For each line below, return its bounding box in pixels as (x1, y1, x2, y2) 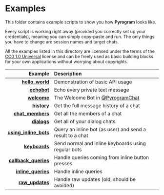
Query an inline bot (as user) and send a (54, 126, 146, 133)
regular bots (54, 146, 82, 153)
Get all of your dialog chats (54, 118, 116, 125)
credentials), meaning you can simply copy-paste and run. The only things (5, 34, 155, 39)
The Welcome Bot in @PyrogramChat (54, 94, 140, 101)
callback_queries (9, 157, 50, 164)
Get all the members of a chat (54, 110, 122, 117)
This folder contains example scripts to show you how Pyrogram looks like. (5, 19, 157, 25)
